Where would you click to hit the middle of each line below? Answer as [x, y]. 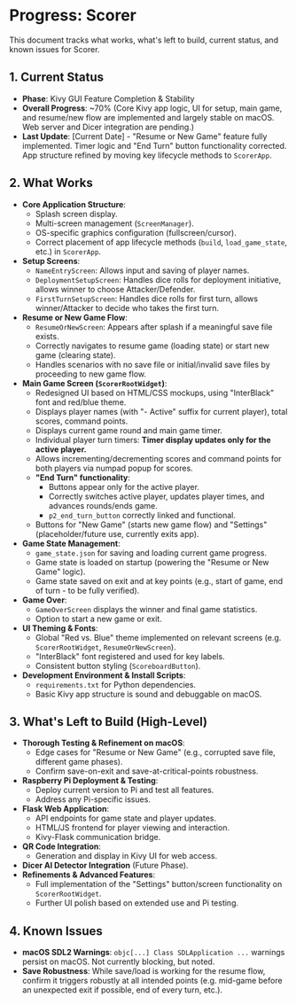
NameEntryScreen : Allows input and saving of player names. [142, 270]
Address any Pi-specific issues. [93, 799]
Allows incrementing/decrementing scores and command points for [158, 458]
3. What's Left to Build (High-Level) [109, 722]
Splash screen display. [76, 214]
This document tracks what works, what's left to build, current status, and [144, 40]
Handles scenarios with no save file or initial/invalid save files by [152, 364]
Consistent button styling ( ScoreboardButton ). [118, 665]
